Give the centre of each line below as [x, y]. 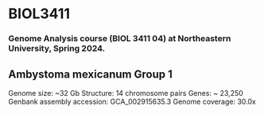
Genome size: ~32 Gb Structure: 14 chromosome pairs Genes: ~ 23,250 [126, 93]
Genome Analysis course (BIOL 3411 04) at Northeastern [120, 39]
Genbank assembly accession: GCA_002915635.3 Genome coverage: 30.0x [132, 101]
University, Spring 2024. [57, 48]
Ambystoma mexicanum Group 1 [90, 74]
